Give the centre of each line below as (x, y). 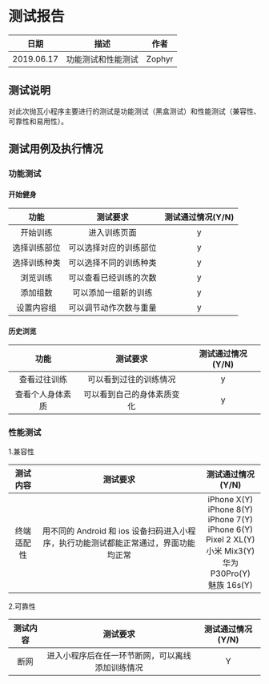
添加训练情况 (119, 667)
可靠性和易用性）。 (38, 121)
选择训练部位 (37, 247)
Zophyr (160, 58)
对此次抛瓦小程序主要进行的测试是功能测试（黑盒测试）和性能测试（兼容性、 (134, 111)
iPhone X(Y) (231, 499)
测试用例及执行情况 (56, 149)
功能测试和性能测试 (102, 59)
